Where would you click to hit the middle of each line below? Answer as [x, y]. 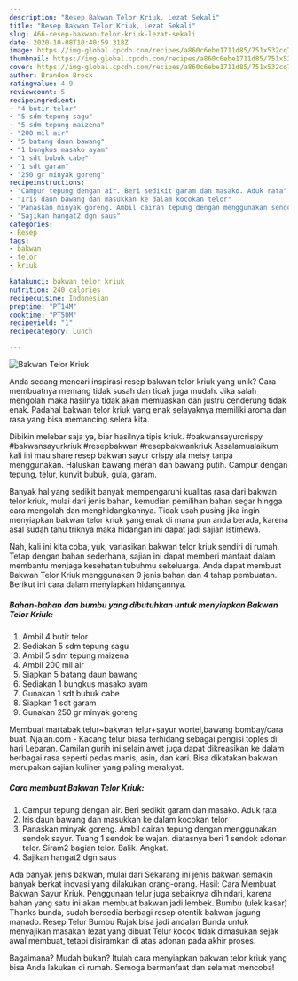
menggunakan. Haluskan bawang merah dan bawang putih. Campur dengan [149, 465]
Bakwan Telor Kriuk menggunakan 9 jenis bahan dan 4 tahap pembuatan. [143, 575]
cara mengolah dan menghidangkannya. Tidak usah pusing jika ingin [134, 511]
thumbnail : [29, 59]
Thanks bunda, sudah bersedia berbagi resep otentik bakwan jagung [135, 912]
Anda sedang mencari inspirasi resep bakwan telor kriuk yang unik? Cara [143, 382]
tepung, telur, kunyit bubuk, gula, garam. [83, 474]
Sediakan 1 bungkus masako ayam [85, 683]
